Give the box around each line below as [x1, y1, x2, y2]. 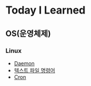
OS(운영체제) [5, 28, 51, 38]
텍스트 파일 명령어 [14, 67, 55, 74]
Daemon [14, 59, 35, 67]
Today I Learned [5, 4, 86, 17]
